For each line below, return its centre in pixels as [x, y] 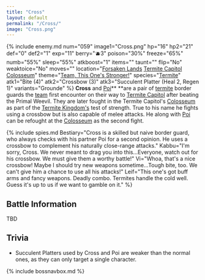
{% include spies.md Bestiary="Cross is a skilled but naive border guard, [98, 133]
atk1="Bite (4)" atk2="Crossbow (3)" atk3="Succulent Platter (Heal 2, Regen [103, 82]
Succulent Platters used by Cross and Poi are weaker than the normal [103, 252]
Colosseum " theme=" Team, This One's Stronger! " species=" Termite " [94, 75]
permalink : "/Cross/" [34, 23]
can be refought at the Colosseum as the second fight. [75, 121]
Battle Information [42, 204]
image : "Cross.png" [31, 29]
